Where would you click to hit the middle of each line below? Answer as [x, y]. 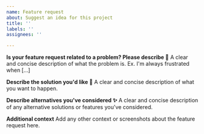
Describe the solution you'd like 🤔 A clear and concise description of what [100, 82]
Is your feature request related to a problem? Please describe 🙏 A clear [97, 57]
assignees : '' [24, 35]
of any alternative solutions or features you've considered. [80, 107]
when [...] [18, 70]
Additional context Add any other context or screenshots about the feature [101, 119]
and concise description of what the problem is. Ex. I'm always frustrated [98, 64]
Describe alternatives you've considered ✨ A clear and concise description [102, 100]
